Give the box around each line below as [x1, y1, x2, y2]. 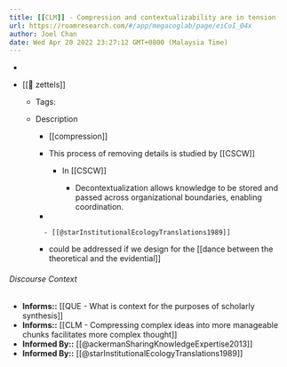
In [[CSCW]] [61, 165, 107, 176]
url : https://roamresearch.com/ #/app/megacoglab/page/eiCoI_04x [9, 21, 252, 30]
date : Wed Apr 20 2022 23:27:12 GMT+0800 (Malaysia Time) [9, 37, 228, 47]
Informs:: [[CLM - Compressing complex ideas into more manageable [21, 320, 278, 331]
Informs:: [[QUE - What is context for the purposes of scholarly [21, 301, 255, 312]
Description [35, 114, 78, 124]
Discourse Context [9, 273, 77, 284]
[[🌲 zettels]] [21, 79, 67, 90]
